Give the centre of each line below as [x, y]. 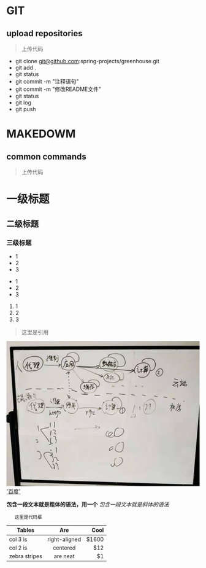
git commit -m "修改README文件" [58, 89]
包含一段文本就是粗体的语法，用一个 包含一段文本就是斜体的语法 [88, 504]
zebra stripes [26, 556]
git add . [26, 68]
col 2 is [18, 548]
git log [23, 103]
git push [25, 109]
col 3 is [18, 539]
